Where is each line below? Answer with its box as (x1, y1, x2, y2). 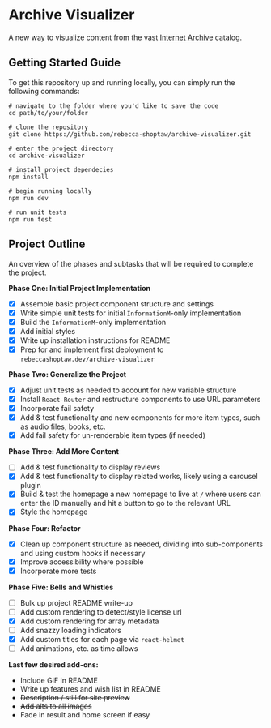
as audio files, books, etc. (19, 422, 106, 431)
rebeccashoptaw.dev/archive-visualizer (19, 355, 155, 363)
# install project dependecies (8, 165, 114, 173)
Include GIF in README (19, 675, 99, 686)
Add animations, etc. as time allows (19, 644, 138, 653)
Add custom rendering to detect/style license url (19, 606, 182, 617)
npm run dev (8, 194, 49, 202)
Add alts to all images (19, 701, 92, 711)
